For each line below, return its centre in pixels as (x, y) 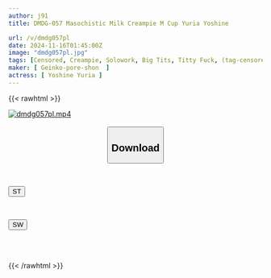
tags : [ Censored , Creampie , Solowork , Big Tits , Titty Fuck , (113, 60)
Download (135, 148)
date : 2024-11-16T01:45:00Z (56, 45)
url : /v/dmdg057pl (39, 38)
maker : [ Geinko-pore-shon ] (59, 68)
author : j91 (28, 16)
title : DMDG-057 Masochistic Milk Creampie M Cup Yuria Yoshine (119, 23)
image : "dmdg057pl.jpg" (48, 53)
